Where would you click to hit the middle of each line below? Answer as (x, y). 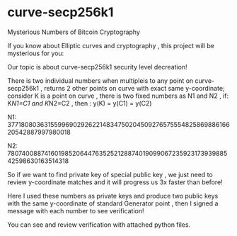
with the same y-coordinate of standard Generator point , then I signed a (113, 203)
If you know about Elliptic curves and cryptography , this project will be (111, 45)
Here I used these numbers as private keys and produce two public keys (113, 196)
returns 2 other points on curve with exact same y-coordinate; (134, 88)
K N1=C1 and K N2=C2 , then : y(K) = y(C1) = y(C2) (80, 103)
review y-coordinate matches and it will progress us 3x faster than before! (115, 182)
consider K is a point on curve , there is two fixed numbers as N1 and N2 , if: (118, 96)
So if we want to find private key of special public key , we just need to (110, 174)
